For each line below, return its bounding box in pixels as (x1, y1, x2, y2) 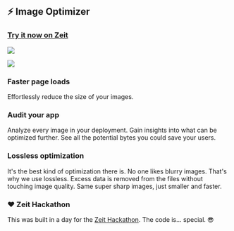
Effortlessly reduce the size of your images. (7, 92, 134, 100)
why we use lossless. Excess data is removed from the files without (7, 174, 203, 183)
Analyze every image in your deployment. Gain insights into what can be (7, 126, 217, 135)
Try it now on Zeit (7, 30, 68, 40)
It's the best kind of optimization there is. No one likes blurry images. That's (7, 167, 227, 176)
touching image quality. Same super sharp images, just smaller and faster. (7, 182, 222, 190)
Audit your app (7, 110, 60, 119)
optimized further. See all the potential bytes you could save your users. (7, 133, 216, 142)
